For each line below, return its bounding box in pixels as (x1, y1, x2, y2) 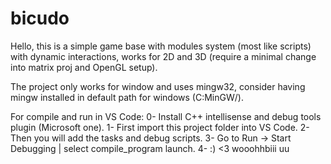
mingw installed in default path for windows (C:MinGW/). (10, 91, 244, 103)
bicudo (10, 7, 70, 30)
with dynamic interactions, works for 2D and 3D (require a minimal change (10, 50, 317, 62)
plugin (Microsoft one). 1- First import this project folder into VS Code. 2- (10, 121, 310, 133)
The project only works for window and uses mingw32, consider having (10, 80, 306, 92)
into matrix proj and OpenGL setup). (10, 61, 158, 73)
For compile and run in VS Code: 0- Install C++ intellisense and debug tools (10, 110, 322, 122)
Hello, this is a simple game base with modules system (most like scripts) (10, 40, 312, 52)
